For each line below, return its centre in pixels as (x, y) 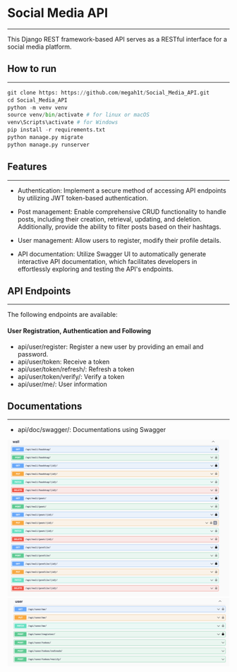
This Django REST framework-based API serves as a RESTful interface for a (117, 39)
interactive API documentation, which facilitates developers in (107, 261)
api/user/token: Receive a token (63, 361)
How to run (32, 69)
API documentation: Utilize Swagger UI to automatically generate (112, 254)
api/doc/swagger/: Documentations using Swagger (92, 430)
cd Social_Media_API (38, 100)
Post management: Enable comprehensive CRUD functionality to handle (122, 211)
